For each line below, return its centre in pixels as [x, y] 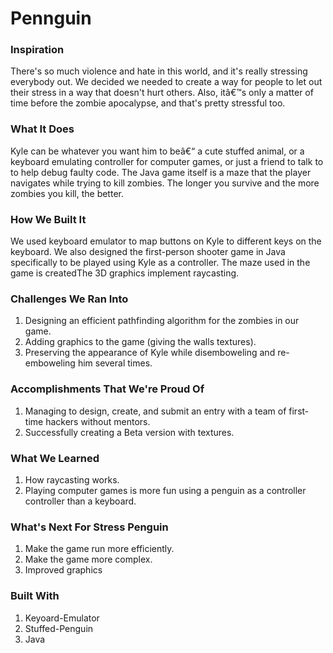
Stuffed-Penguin [59, 628]
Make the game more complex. [88, 559]
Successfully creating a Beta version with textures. [129, 432]
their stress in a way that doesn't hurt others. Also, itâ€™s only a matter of [162, 93]
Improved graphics [63, 570]
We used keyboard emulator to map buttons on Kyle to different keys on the [166, 241]
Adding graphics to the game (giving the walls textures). [140, 342]
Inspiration [37, 50]
